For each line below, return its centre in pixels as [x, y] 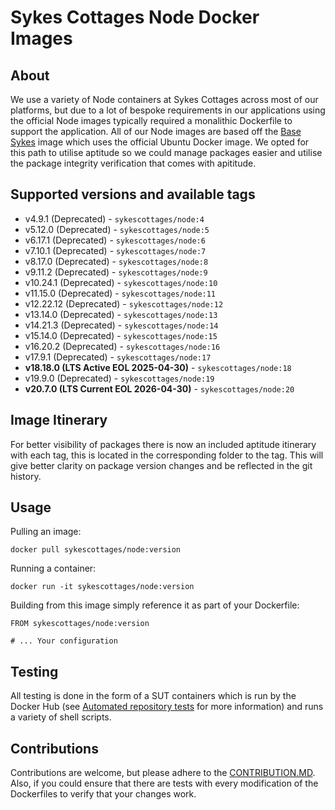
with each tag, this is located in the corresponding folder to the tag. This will [167, 455]
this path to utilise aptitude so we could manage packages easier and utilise [166, 152]
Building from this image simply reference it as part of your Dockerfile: [155, 605]
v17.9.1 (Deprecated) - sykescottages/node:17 [118, 357]
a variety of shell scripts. [61, 717]
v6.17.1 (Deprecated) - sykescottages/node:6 [115, 240]
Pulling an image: [46, 532]
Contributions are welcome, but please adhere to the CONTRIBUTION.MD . [163, 773]
